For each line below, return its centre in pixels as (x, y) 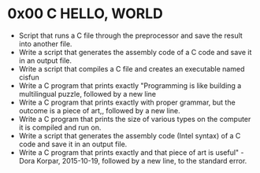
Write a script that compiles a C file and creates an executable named (132, 68)
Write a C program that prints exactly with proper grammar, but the (127, 102)
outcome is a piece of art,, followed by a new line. (99, 110)
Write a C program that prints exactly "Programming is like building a (130, 85)
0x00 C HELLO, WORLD (85, 14)
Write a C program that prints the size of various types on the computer (135, 119)
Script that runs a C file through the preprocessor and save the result (131, 35)
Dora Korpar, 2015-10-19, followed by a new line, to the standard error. (133, 160)
